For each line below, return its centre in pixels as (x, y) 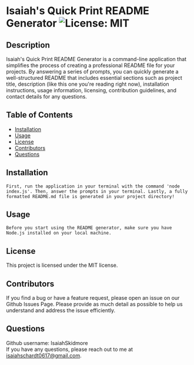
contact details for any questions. (46, 96)
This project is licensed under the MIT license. (62, 265)
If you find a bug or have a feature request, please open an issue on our (93, 298)
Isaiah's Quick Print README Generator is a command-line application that (96, 59)
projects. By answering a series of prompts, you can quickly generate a (92, 71)
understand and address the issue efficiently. (61, 310)
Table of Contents (40, 115)
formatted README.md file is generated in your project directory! (91, 196)
